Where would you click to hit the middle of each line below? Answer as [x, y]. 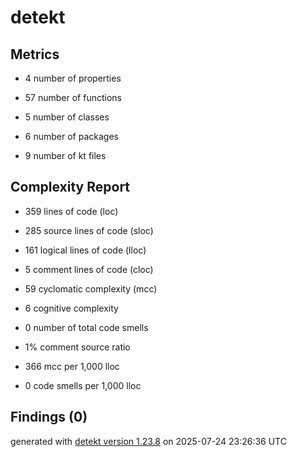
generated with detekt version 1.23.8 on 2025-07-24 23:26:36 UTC [148, 441]
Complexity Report [70, 187]
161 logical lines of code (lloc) [85, 250]
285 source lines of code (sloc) [89, 230]
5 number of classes [67, 117]
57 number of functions [73, 97]
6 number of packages [71, 136]
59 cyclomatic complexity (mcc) [91, 288]
